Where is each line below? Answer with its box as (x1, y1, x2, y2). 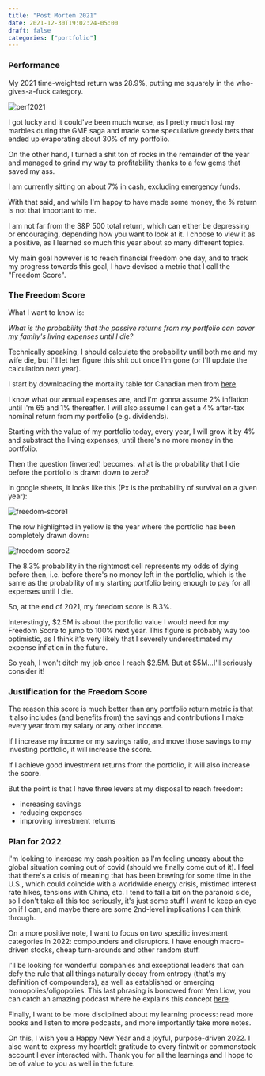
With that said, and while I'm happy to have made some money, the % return (8, 197, 257, 206)
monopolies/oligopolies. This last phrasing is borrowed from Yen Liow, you (8, 986, 251, 996)
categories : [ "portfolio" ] (8, 33, 97, 42)
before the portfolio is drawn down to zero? (8, 467, 150, 477)
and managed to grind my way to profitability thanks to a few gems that (8, 158, 241, 167)
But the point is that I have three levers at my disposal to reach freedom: (8, 784, 244, 794)
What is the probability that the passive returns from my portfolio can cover (8, 323, 255, 332)
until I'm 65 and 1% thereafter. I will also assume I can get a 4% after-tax (8, 402, 244, 413)
